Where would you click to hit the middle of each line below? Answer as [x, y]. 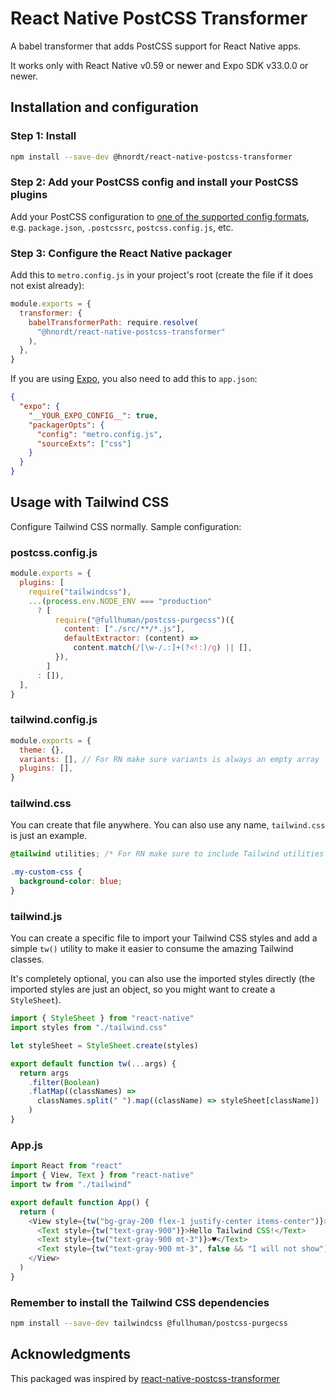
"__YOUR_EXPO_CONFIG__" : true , [93, 415]
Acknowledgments [71, 1354]
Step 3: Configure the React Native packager [121, 253]
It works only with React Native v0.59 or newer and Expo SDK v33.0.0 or [159, 65]
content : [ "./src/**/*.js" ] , [124, 629]
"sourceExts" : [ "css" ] [84, 443]
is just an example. [49, 836]
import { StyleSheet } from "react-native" [102, 1018]
